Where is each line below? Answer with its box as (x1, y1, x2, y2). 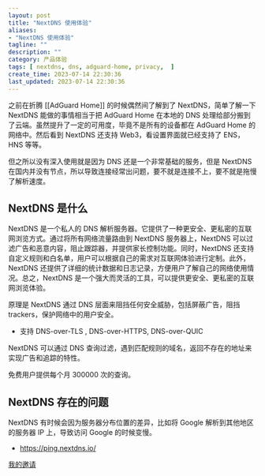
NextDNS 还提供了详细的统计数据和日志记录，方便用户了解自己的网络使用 (8, 264, 248, 273)
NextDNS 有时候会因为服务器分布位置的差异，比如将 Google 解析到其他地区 (8, 418, 254, 427)
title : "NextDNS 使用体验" (8, 19, 92, 27)
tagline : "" (8, 41, 47, 49)
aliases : (8, 26, 37, 34)
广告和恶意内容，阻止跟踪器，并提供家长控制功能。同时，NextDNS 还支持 (14, 244, 255, 253)
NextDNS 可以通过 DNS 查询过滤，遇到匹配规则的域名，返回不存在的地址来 (8, 343, 252, 353)
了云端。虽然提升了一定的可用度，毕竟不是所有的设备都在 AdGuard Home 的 (8, 120, 256, 129)
